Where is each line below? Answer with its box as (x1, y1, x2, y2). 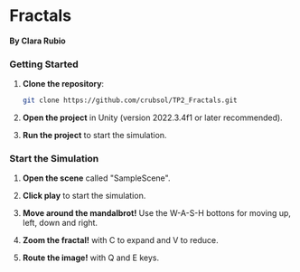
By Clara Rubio (9, 35, 66, 46)
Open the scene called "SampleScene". (22, 173, 171, 183)
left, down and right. (22, 218, 98, 229)
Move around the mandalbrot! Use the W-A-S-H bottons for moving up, (22, 208, 292, 219)
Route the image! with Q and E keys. (22, 252, 160, 263)
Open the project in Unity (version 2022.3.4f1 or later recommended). (22, 112, 283, 123)
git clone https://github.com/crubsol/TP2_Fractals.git (22, 96, 238, 105)
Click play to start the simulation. (22, 191, 146, 202)
